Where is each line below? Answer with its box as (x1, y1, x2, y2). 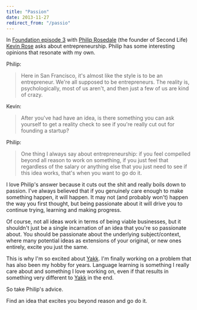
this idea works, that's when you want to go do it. (20, 169, 142, 177)
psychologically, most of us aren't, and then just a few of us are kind (20, 85, 189, 92)
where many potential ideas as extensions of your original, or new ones (6, 237, 182, 244)
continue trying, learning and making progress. (6, 206, 122, 214)
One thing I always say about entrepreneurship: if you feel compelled (20, 150, 191, 157)
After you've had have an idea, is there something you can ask (20, 114, 175, 121)
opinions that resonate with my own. (6, 49, 96, 56)
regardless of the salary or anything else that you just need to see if (20, 163, 187, 171)
